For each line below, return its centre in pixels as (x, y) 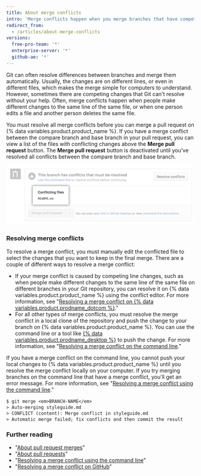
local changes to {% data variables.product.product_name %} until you (94, 364)
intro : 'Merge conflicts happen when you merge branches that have (92, 19)
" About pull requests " (41, 454)
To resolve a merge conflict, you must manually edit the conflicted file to (95, 252)
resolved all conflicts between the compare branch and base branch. (91, 157)
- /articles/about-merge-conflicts (56, 32)
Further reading (29, 434)
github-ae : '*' (31, 57)
